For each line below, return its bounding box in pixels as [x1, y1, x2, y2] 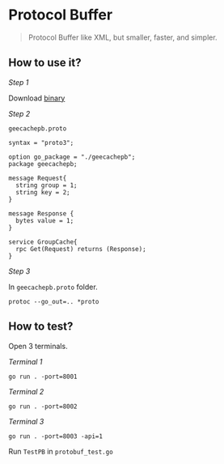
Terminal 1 [8, 356, 43, 366]
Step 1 [8, 77, 29, 87]
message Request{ [8, 174, 67, 182]
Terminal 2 [8, 386, 44, 396]
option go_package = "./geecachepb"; [8, 152, 136, 161]
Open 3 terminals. [8, 341, 68, 351]
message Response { [8, 209, 74, 218]
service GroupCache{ [8, 237, 78, 246]
